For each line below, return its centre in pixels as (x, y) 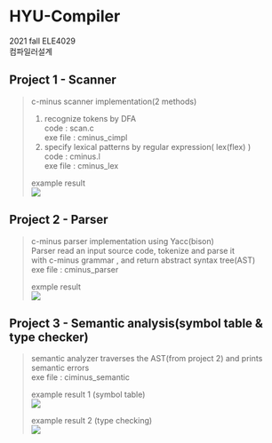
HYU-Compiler (65, 16)
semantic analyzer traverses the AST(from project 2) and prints (147, 359)
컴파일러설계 (31, 51)
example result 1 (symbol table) (88, 395)
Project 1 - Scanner (63, 80)
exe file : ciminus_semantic (80, 377)
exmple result (56, 287)
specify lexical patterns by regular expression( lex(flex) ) (148, 146)
